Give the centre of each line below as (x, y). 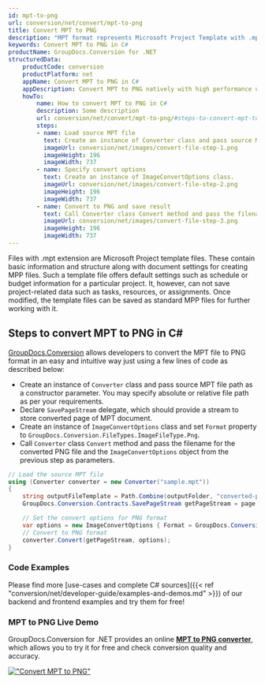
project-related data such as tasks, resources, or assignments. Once (119, 291)
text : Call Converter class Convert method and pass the (139, 214)
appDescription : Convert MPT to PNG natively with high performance (137, 89)
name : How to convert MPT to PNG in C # (102, 103)
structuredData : (35, 60)
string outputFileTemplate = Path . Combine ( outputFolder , (118, 497)
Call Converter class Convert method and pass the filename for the (127, 443)
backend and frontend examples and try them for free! (97, 602)
